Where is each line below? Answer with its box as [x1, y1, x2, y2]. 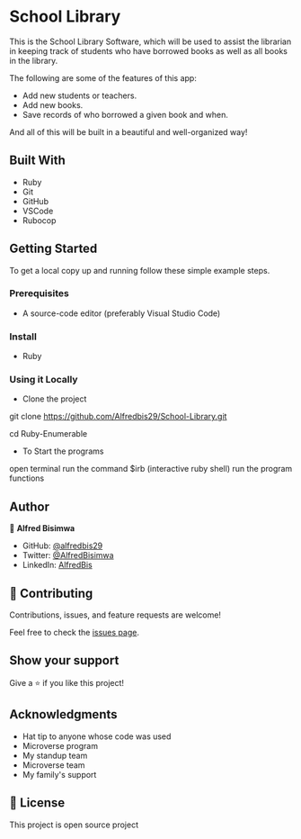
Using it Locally [9, 374, 78, 386]
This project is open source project [9, 819, 139, 830]
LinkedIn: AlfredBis [22, 560, 93, 571]
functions [9, 473, 45, 483]
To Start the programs [22, 446, 104, 456]
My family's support [22, 769, 97, 780]
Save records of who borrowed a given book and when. [22, 109, 229, 120]
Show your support [9, 653, 120, 668]
